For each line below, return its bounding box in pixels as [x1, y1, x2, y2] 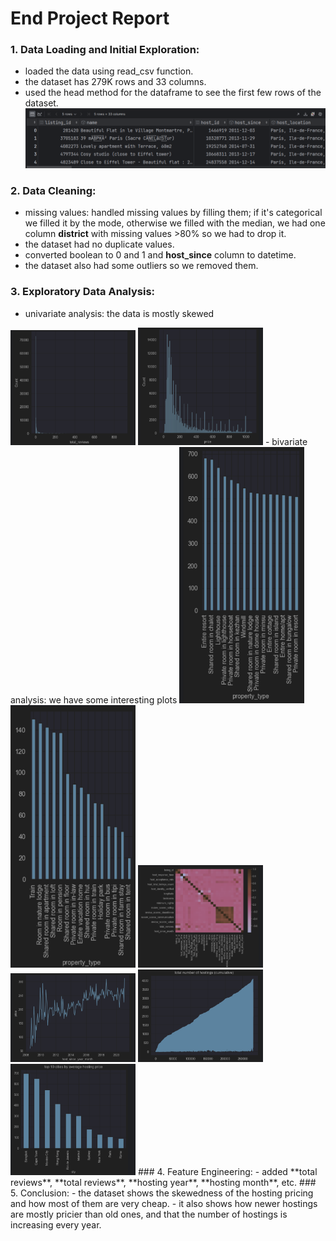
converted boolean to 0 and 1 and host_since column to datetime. [24, 249, 297, 261]
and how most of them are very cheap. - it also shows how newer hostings [10, 1197, 318, 1209]
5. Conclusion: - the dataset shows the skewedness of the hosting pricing [10, 1187, 314, 1199]
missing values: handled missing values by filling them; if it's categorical [24, 207, 323, 219]
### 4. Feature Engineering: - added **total [137, 1165, 318, 1177]
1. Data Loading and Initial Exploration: [10, 43, 200, 57]
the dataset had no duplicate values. [24, 238, 175, 251]
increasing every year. [10, 1218, 102, 1231]
